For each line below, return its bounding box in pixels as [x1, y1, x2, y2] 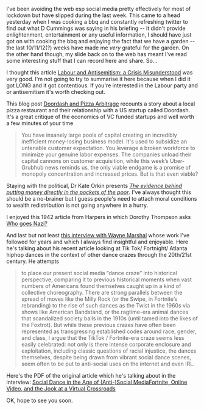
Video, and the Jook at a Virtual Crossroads [6, 385, 116, 392]
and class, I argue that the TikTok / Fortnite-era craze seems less [21, 334, 185, 341]
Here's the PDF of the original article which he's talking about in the [6, 372, 176, 379]
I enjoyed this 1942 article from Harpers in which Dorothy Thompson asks [6, 214, 191, 220]
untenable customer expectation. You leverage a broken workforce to [21, 145, 195, 151]
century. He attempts [6, 257, 60, 265]
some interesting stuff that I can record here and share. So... [6, 57, 158, 64]
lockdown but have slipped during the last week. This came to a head [6, 12, 181, 19]
